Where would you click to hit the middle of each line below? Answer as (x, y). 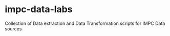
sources (13, 28)
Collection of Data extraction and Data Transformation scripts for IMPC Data (85, 23)
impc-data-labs (39, 9)
